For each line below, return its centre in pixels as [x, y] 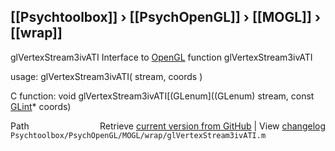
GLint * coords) [41, 106]
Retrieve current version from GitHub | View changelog [212, 126]
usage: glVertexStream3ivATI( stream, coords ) [106, 76]
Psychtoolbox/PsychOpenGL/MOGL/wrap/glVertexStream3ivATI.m [138, 135]
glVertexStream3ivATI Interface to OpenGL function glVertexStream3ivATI [161, 57]
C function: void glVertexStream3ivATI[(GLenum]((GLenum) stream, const [162, 96]
